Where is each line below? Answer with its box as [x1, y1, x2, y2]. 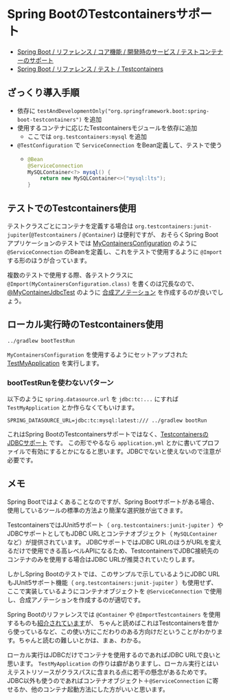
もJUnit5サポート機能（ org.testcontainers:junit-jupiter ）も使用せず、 [7, 578, 218, 586]
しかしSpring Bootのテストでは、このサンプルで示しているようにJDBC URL [7, 569, 220, 578]
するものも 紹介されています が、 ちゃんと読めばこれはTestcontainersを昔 [7, 619, 213, 627]
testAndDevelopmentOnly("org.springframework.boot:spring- [36, 107, 209, 114]
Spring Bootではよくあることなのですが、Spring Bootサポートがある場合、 [7, 497, 218, 506]
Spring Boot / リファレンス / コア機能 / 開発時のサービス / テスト [16, 47, 199, 56]
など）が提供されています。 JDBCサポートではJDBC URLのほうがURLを [7, 538, 210, 546]
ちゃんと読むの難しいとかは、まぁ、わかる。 [18, 636, 145, 644]
